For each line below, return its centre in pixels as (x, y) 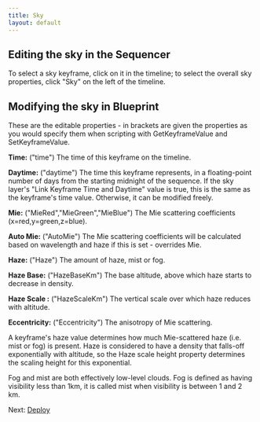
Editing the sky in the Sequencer (90, 55)
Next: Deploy (29, 410)
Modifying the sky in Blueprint (84, 106)
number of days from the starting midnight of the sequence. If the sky (121, 181)
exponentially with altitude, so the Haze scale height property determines (127, 354)
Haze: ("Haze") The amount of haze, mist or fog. (87, 260)
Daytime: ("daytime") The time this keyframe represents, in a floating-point (130, 173)
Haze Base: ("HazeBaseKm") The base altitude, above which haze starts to (130, 275)
